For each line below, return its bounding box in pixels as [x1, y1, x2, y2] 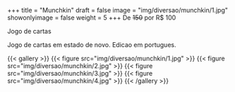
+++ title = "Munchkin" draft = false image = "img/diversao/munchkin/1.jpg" [7, 6, 228, 14]
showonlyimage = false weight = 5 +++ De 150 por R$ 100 [7, 13, 176, 22]
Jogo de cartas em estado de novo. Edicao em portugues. [7, 41, 176, 48]
